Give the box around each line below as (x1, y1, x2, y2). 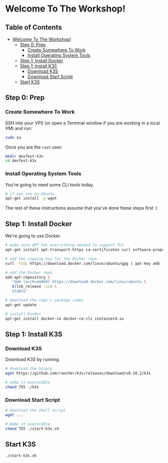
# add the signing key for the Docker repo (5, 256, 97, 261)
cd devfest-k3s (5, 159, 37, 164)
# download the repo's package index (5, 298, 84, 303)
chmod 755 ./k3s (5, 384, 39, 389)
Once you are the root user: (5, 144, 62, 150)
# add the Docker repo (5, 270, 52, 275)
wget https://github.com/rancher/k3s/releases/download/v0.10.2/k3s (5, 371, 151, 376)
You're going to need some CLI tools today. (5, 182, 94, 188)
